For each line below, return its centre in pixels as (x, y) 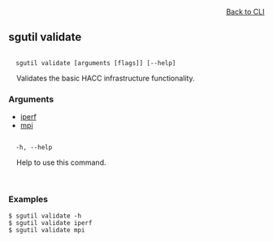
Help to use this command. (61, 162)
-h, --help (34, 148)
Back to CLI (245, 12)
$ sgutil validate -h (45, 216)
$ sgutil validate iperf (50, 223)
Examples (28, 200)
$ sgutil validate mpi (47, 231)
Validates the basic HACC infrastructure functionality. (105, 78)
